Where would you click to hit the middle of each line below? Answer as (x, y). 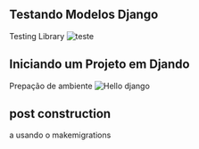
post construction (60, 114)
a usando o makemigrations (60, 135)
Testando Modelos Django (84, 15)
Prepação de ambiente (51, 86)
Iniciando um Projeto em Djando (99, 65)
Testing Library (37, 36)
